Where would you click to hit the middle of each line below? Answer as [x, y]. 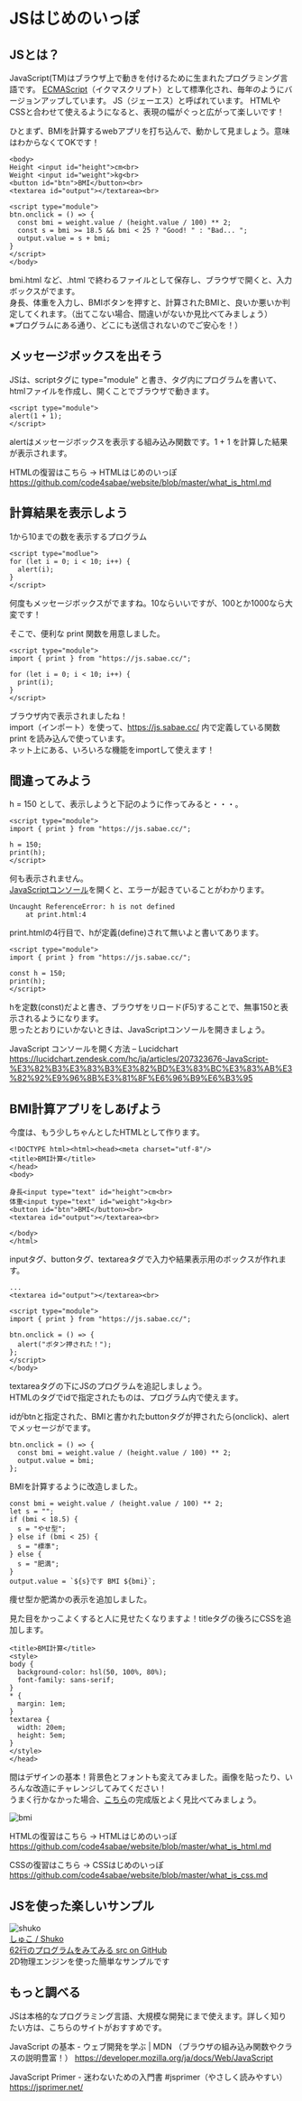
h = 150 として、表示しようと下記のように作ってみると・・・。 [126, 804]
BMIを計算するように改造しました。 [76, 1486]
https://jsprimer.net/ [46, 2087]
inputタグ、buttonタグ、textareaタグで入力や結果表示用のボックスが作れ [144, 1259]
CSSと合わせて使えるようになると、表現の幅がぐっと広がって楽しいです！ [147, 112]
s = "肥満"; [39, 1564]
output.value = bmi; [56, 1461]
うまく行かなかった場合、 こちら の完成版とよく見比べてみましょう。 [135, 1800]
